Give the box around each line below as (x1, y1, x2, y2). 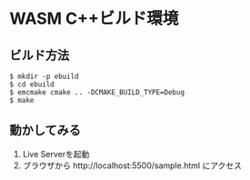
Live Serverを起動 (22, 148, 90, 159)
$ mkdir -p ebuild (9, 72, 79, 81)
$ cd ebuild (9, 80, 55, 89)
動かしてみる (9, 123, 82, 138)
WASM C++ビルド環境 (9, 8, 179, 29)
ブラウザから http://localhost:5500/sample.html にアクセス (22, 160, 243, 171)
